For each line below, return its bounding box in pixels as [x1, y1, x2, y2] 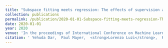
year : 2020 [5, 26, 28, 31]
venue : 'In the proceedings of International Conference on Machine [5, 30, 151, 35]
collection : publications [5, 12, 59, 17]
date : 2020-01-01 [5, 21, 41, 26]
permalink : [5, 16, 28, 21]
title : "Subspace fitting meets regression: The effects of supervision [5, 7, 160, 12]
